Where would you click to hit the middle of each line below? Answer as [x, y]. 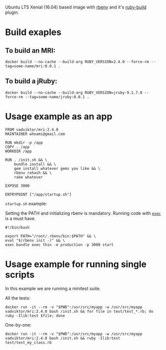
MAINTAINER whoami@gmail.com [35, 134]
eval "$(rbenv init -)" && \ [35, 240]
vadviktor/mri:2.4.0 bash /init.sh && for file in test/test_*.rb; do [79, 311]
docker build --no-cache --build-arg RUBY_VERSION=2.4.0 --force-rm [77, 62]
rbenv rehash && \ [33, 173]
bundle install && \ [35, 164]
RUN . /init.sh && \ [26, 160]
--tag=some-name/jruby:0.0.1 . [57, 97]
